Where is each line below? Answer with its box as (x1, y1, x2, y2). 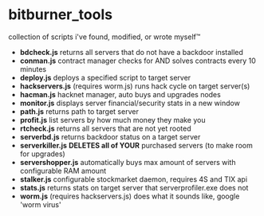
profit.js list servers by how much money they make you (19, 115, 206, 124)
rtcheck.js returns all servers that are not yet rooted (19, 124, 191, 133)
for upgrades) (19, 149, 65, 159)
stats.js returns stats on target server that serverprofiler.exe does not (19, 183, 249, 192)
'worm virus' (19, 199, 61, 209)
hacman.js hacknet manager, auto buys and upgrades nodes (19, 89, 221, 99)
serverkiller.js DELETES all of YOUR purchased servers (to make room (19, 140, 253, 150)
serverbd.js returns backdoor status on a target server (19, 132, 201, 141)
